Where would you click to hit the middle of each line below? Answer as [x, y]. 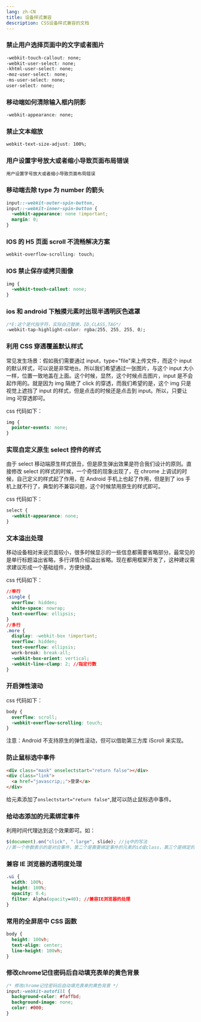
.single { [19, 597]
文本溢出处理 [25, 539]
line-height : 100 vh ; [37, 951]
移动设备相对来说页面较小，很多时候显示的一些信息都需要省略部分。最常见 [98, 552]
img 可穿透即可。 [28, 398]
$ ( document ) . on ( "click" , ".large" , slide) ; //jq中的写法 [77, 842]
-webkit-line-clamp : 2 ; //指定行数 [54, 664]
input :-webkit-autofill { [38, 991]
